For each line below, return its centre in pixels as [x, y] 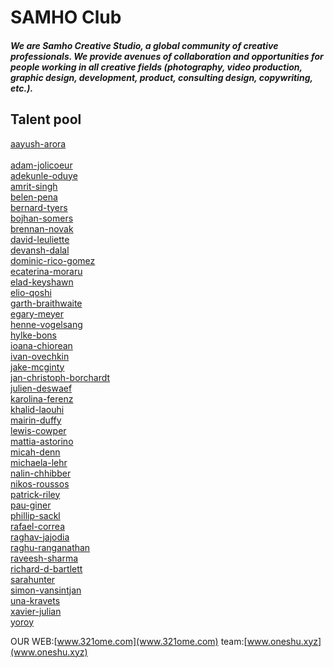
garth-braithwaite [46, 303]
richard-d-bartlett [46, 568]
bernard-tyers [39, 207]
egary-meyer [37, 313]
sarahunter [33, 579]
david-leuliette [40, 239]
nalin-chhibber [41, 473]
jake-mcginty [37, 367]
